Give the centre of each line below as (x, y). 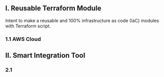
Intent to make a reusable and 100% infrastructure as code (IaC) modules (82, 20)
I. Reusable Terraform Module (53, 8)
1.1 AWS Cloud (23, 39)
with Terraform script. (28, 26)
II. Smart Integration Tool (45, 55)
